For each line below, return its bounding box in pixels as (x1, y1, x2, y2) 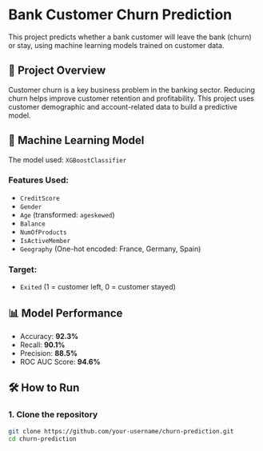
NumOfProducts (19, 228, 67, 237)
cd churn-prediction (8, 434, 78, 443)
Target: (8, 264, 38, 275)
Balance (19, 220, 46, 228)
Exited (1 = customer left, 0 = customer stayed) (19, 282, 176, 292)
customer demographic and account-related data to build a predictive (8, 102, 238, 111)
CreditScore (19, 194, 60, 202)
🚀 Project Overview (8, 64, 106, 78)
